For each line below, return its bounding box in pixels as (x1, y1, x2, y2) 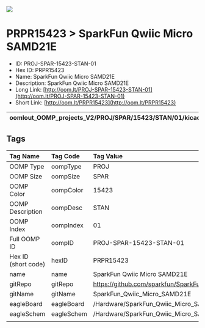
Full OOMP (9, 235, 40, 243)
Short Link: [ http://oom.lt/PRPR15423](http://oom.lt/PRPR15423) (15, 98, 176, 106)
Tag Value (93, 151, 123, 160)
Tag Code (51, 151, 81, 160)
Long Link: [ (15, 86, 46, 93)
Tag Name (9, 151, 40, 160)
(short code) (9, 260, 46, 268)
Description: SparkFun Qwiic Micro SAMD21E (15, 79, 129, 87)
